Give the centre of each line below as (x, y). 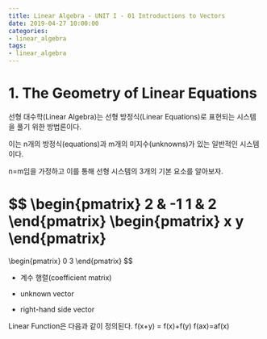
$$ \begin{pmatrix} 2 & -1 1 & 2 (113, 205)
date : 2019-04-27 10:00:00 (54, 23)
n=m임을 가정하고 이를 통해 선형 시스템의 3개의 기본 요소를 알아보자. (116, 171)
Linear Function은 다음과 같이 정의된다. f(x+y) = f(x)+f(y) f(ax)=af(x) (119, 326)
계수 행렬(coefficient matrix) (66, 277)
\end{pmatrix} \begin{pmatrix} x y (126, 222)
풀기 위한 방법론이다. (49, 127)
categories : (28, 31)
